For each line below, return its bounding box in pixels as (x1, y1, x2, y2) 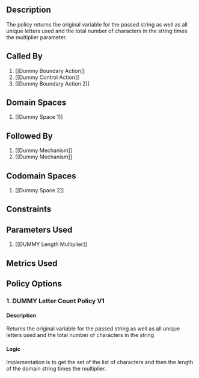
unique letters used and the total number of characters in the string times (6, 27, 188, 34)
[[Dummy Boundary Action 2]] (14, 80, 90, 87)
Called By (6, 51, 43, 61)
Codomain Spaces (6, 171, 76, 181)
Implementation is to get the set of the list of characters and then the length (6, 359, 194, 366)
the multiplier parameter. (6, 33, 67, 41)
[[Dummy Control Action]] (14, 74, 79, 81)
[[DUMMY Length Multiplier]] (14, 241, 87, 248)
